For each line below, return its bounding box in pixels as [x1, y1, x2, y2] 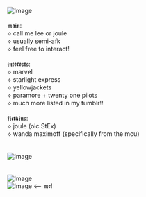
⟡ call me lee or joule [7, 29, 67, 37]
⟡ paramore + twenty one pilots [7, 91, 98, 99]
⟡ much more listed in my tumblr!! [7, 99, 104, 107]
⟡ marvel [7, 68, 33, 76]
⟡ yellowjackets [7, 83, 52, 92]
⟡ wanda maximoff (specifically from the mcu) [7, 130, 140, 138]
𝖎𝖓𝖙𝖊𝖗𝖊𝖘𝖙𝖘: [7, 60, 31, 68]
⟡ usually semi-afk [7, 37, 61, 45]
